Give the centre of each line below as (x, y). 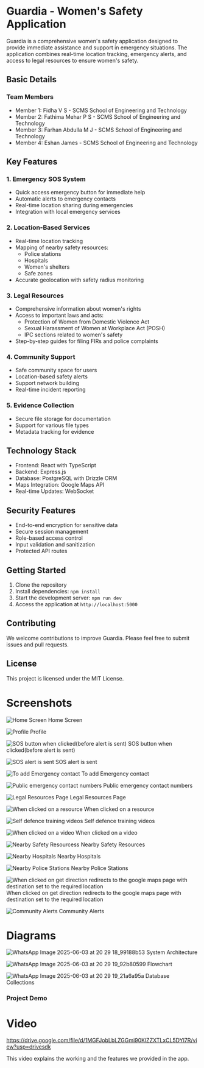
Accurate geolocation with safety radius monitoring (79, 280)
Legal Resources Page (98, 797)
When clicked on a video (107, 832)
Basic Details (31, 80)
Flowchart (160, 964)
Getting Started (36, 570)
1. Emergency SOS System (46, 179)
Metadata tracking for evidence (55, 431)
